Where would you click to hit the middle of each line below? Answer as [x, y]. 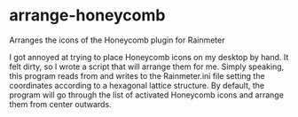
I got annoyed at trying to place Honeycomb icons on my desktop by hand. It [149, 57]
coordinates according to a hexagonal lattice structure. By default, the [137, 85]
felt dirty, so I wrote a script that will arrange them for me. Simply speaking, [147, 66]
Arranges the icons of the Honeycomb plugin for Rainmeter [117, 40]
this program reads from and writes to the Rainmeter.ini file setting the [137, 75]
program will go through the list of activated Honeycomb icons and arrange [146, 95]
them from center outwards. [61, 104]
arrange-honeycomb [87, 16]
